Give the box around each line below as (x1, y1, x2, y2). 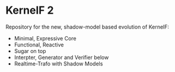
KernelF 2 (5, 4, 54, 17)
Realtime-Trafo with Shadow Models (14, 60, 103, 67)
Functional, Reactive (14, 41, 64, 48)
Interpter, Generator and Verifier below (14, 54, 109, 61)
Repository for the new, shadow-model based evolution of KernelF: (5, 23, 170, 30)
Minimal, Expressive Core (14, 35, 77, 42)
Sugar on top (14, 47, 46, 54)
